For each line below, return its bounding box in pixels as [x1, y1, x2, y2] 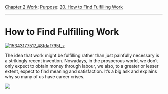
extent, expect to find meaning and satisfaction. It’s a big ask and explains [5, 68, 157, 74]
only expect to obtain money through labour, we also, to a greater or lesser [5, 63, 159, 69]
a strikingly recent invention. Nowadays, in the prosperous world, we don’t [5, 57, 158, 64]
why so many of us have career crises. [5, 73, 85, 79]
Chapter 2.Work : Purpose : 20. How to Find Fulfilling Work [5, 4, 123, 10]
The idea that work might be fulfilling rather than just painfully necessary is [5, 52, 160, 58]
